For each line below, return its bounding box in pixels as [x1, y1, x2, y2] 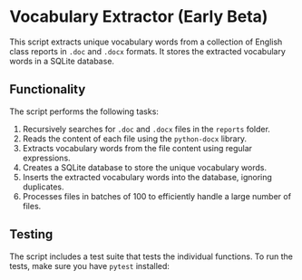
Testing [9, 227, 54, 242]
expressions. [22, 152, 71, 163]
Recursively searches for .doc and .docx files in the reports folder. [22, 123, 270, 134]
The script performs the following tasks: [9, 106, 159, 117]
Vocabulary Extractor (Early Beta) [9, 6, 268, 27]
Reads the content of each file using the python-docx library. [22, 133, 248, 144]
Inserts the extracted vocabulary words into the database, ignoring [22, 171, 272, 182]
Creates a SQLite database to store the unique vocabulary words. [22, 161, 268, 173]
